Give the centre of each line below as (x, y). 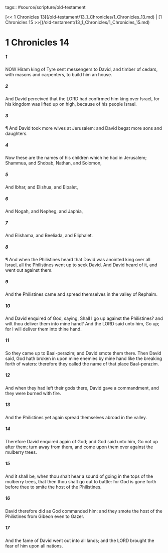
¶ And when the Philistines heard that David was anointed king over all (78, 259)
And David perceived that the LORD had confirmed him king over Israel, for (82, 99)
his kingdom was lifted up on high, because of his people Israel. (71, 104)
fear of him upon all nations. (34, 545)
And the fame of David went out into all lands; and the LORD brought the (80, 540)
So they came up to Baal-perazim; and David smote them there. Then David (83, 353)
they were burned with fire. (33, 393)
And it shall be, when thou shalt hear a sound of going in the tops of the (79, 476)
